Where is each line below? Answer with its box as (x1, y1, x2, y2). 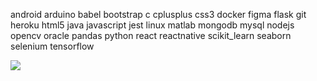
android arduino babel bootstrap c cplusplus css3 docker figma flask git (10, 9, 307, 20)
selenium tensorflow (10, 40, 95, 52)
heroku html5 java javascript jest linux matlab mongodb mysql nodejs (10, 19, 295, 31)
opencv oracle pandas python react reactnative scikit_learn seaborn (10, 30, 292, 41)
